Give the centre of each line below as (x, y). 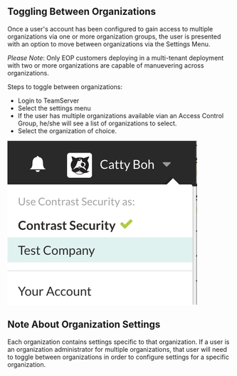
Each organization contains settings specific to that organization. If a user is (118, 342)
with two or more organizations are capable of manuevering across (106, 65)
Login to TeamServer (48, 100)
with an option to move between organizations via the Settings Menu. (109, 44)
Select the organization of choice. (67, 130)
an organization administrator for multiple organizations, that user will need (117, 349)
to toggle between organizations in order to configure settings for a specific (118, 357)
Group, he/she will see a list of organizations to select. (97, 123)
